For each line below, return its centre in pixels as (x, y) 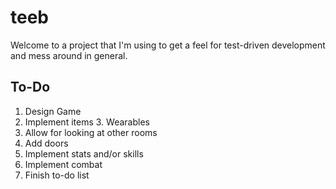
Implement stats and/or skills (84, 153)
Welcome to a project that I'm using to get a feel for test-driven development (168, 45)
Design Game (53, 111)
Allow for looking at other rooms (91, 132)
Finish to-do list (57, 175)
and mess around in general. (69, 55)
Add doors (46, 143)
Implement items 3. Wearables (87, 122)
